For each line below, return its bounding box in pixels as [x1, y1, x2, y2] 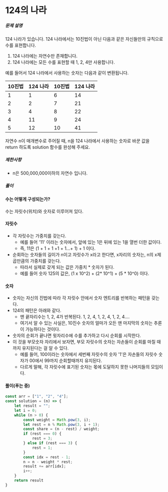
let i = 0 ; [14, 408, 37, 413]
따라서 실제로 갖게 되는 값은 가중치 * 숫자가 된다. [20, 264, 114, 270]
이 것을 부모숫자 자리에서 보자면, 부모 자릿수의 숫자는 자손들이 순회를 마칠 [12, 339, 156, 345]
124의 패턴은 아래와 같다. [12, 307, 62, 313]
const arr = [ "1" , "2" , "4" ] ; [5, 394, 69, 399]
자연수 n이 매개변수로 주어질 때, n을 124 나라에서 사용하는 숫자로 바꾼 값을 [5, 138, 150, 144]
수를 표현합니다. [5, 42, 37, 48]
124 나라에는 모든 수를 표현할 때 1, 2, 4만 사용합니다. [12, 59, 115, 65]
